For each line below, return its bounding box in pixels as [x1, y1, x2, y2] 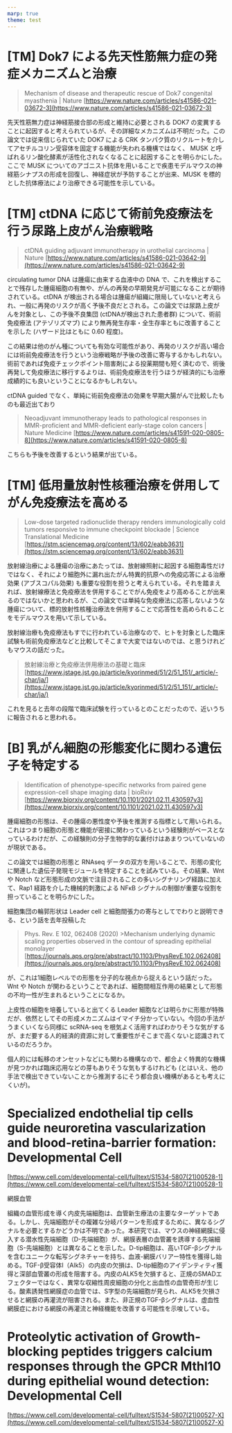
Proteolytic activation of [7, 1329, 149, 1345]
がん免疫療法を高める [7, 495, 130, 510]
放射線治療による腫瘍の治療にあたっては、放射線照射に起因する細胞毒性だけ [7, 562, 225, 570]
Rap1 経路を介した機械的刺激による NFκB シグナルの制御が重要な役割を [19, 884, 223, 893]
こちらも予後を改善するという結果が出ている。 [7, 450, 141, 459]
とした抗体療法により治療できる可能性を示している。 [7, 179, 159, 187]
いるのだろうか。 [7, 1040, 55, 1048]
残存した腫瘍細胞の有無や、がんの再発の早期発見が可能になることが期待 [19, 284, 226, 292]
